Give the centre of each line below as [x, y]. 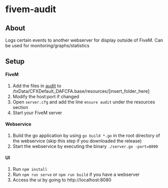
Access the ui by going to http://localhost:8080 [62, 180]
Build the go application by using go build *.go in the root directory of [86, 135]
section [20, 107]
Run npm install [30, 169]
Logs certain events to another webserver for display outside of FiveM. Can [84, 40]
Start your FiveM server [37, 112]
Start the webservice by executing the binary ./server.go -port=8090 [85, 146]
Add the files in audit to [37, 86]
